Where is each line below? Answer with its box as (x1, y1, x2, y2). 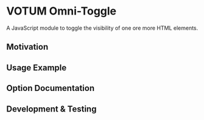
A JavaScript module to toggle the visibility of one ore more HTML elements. (6, 24, 199, 32)
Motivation (6, 42, 49, 52)
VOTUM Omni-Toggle (6, 4, 117, 18)
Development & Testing (6, 104, 97, 114)
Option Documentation (6, 83, 95, 93)
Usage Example (6, 62, 67, 73)
